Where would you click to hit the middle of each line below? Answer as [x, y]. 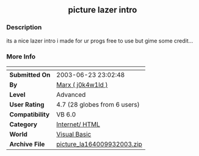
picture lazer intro [103, 10]
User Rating [27, 104]
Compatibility [30, 114]
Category [24, 124]
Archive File [27, 144]
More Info [21, 56]
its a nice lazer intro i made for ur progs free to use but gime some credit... [100, 41]
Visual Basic [74, 134]
